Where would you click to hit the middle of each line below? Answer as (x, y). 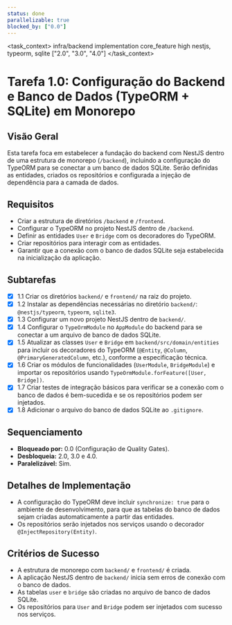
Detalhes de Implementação (69, 485)
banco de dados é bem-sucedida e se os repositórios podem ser (110, 395)
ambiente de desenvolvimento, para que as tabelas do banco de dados (118, 509)
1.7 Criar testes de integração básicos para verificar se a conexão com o (120, 387)
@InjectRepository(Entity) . (57, 531)
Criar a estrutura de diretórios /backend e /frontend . (91, 221)
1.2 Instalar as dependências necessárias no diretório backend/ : (107, 304)
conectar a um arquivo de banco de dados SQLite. (89, 335)
